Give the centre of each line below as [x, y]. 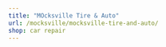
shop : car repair [37, 30]
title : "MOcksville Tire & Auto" [64, 16]
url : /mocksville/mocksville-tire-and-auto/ [83, 23]
